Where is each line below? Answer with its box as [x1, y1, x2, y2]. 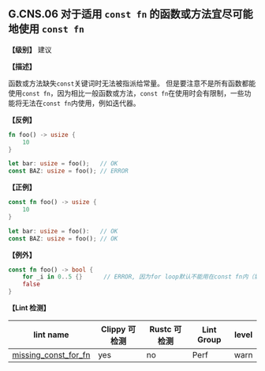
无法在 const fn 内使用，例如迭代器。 [21, 98, 140, 108]
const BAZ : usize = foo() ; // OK [8, 234, 118, 243]
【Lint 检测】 [8, 303, 50, 312]
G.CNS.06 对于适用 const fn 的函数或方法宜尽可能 [8, 7, 254, 21]
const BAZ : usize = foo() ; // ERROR [8, 167, 129, 176]
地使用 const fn [8, 22, 84, 36]
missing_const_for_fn [12, 350, 91, 361]
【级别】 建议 [8, 44, 52, 54]
